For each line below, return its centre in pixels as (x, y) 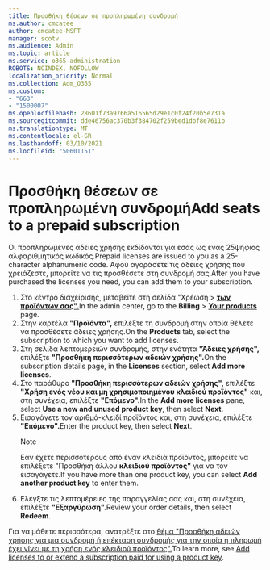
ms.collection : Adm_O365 (50, 83)
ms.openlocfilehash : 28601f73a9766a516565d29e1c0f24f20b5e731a (117, 114)
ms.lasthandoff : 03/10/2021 (56, 143)
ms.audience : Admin (41, 46)
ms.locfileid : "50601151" (52, 151)
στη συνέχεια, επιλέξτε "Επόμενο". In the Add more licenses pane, (133, 400)
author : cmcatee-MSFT (45, 31)
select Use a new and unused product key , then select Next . (122, 409)
